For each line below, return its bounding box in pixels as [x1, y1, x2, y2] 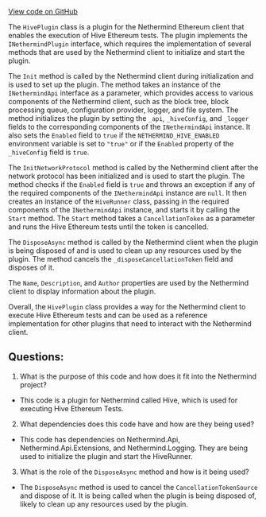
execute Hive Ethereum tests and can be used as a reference [8, 310, 208, 320]
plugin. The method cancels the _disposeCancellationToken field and [8, 255, 233, 263]
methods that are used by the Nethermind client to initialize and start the [8, 48, 245, 56]
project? [19, 379, 48, 389]
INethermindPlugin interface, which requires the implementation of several [8, 39, 252, 49]
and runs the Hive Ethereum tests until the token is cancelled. [8, 222, 209, 231]
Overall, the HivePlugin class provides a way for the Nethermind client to [8, 302, 246, 311]
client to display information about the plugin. [8, 286, 156, 296]
